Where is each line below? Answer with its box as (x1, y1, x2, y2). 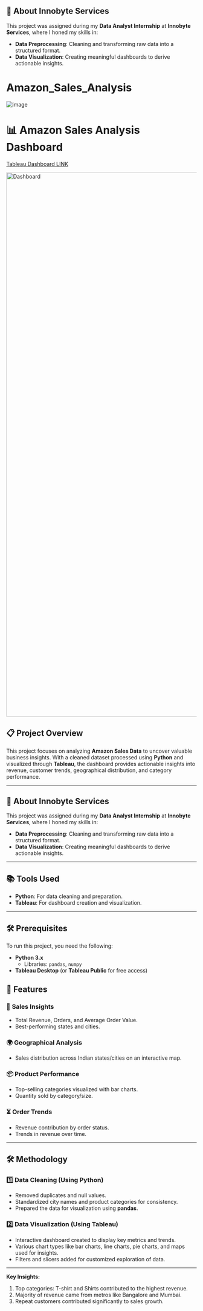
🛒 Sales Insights (6, 1003, 54, 1011)
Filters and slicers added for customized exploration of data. (14, 1255, 166, 1263)
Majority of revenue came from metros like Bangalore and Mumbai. (14, 1291, 182, 1298)
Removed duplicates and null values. (14, 1192, 107, 1199)
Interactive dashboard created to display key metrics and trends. (14, 1236, 176, 1243)
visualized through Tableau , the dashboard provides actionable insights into (6, 760, 196, 767)
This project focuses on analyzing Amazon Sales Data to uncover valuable (6, 747, 192, 755)
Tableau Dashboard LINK (6, 160, 68, 167)
